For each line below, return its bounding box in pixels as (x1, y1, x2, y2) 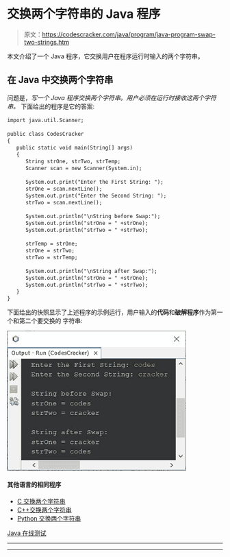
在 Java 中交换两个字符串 (7, 74, 114, 86)
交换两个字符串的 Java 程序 (7, 6, 161, 22)
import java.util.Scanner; (7, 117, 84, 123)
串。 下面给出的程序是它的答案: (7, 102, 94, 110)
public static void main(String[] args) (16, 144, 133, 151)
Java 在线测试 (7, 529, 47, 537)
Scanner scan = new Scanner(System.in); (25, 165, 142, 171)
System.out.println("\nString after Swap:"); (25, 268, 157, 274)
